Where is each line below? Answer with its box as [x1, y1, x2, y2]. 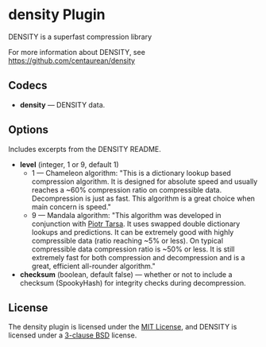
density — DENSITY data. [19, 99, 106, 109]
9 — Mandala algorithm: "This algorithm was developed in [31, 210, 222, 220]
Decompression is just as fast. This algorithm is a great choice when [31, 193, 256, 203]
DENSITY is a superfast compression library [8, 32, 152, 41]
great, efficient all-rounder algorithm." [31, 261, 156, 271]
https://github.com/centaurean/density [8, 56, 136, 65]
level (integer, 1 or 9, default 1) [19, 159, 119, 169]
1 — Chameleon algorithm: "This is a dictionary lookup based [31, 168, 232, 177]
